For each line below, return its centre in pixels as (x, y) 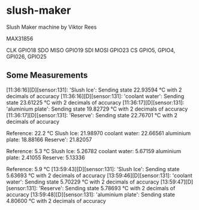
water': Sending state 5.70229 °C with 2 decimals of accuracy (83, 182)
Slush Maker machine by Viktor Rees (52, 27)
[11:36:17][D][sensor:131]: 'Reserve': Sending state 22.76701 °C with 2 (92, 115)
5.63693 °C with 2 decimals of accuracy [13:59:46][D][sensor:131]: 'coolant (99, 175)
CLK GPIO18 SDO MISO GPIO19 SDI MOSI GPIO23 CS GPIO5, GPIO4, (91, 50)
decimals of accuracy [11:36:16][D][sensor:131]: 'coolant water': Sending (95, 96)
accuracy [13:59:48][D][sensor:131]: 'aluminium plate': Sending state (91, 194)
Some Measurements (47, 75)
